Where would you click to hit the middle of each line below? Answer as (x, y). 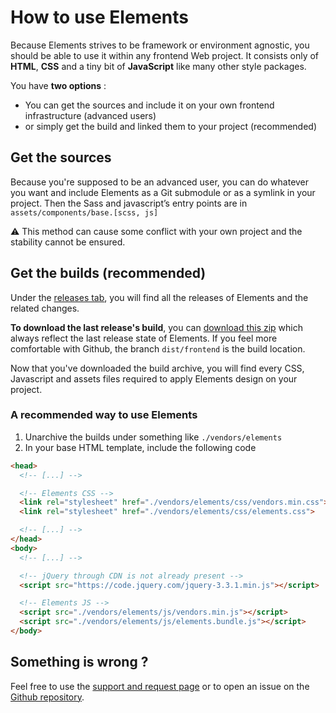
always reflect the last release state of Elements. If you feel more (144, 338)
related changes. (45, 308)
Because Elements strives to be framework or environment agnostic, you (160, 45)
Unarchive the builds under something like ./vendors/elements (153, 437)
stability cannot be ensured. (68, 242)
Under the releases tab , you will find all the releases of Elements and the (159, 297)
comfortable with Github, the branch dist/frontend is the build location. (158, 348)
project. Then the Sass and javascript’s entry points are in (129, 203)
